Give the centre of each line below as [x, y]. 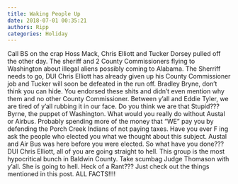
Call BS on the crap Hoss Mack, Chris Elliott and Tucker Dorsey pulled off [114, 54]
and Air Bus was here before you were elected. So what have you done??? [116, 144]
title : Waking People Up [44, 14]
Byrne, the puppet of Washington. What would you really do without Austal [116, 114]
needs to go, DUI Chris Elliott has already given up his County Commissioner [119, 76]
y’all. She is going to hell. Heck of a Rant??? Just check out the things [108, 166]
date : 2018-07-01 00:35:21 [47, 21]
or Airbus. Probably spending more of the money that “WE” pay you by [110, 122]
